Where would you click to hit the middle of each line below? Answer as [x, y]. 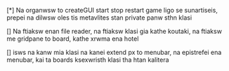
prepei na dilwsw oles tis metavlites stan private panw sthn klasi [99, 18]
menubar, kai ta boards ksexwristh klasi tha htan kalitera [88, 60]
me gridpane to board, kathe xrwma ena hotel [73, 39]
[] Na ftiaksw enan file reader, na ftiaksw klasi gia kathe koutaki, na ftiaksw [115, 31]
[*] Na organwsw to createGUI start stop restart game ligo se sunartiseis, [112, 10]
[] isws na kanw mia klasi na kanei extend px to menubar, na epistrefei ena [114, 52]
